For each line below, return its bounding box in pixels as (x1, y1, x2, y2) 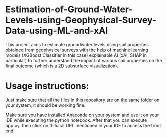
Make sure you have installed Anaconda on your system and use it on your (5, 112, 159, 118)
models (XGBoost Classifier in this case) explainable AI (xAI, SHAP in (5, 52, 147, 58)
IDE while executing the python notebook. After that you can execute (5, 117, 147, 123)
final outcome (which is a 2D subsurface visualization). (5, 63, 119, 69)
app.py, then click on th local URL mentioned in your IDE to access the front (5, 122, 161, 128)
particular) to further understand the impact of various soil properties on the (5, 57, 162, 63)
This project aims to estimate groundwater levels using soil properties (5, 41, 149, 47)
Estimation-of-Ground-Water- (5, 4, 133, 15)
